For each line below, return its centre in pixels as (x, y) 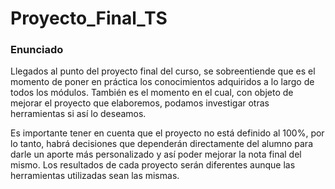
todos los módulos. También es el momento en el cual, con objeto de (152, 93)
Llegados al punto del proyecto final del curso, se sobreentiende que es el (163, 71)
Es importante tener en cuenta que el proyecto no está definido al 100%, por (167, 133)
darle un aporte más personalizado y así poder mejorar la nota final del (156, 154)
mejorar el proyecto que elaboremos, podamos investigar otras (140, 103)
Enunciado (37, 50)
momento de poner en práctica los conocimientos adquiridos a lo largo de (162, 82)
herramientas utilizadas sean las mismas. (95, 176)
